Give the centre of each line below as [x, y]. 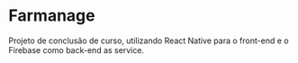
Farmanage [52, 16]
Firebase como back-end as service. [77, 49]
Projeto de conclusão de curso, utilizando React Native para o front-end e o [149, 40]
